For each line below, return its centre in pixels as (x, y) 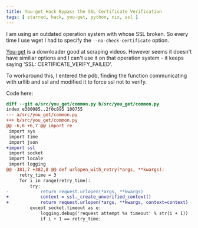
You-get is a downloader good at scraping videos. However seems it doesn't (99, 51)
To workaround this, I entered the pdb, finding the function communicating (97, 75)
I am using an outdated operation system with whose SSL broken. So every (97, 34)
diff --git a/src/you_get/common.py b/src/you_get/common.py (83, 104)
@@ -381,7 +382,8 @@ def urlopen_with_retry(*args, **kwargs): (85, 170)
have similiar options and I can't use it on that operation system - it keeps (95, 58)
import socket (26, 153)
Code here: (20, 93)
